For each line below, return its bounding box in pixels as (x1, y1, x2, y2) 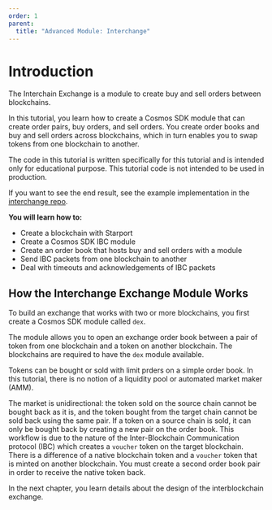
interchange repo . (8, 197, 68, 207)
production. (8, 172, 47, 182)
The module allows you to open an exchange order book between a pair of (8, 333, 258, 342)
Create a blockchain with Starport (19, 229, 133, 238)
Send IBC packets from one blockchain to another (19, 254, 188, 264)
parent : (8, 20, 35, 28)
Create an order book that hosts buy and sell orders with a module (19, 246, 243, 255)
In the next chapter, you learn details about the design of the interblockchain (8, 483, 264, 493)
